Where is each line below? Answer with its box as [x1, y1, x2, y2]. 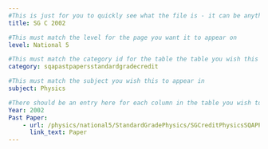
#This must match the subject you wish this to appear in [8, 77, 205, 85]
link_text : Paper [29, 128, 88, 136]
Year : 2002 [8, 106, 45, 114]
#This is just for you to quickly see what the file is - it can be [8, 11, 241, 20]
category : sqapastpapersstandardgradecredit [8, 63, 159, 71]
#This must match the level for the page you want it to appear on [8, 33, 238, 41]
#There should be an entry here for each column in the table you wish [8, 99, 251, 107]
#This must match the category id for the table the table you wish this [8, 55, 259, 64]
